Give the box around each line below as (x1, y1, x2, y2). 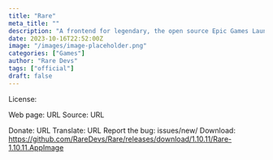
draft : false (8, 72, 53, 80)
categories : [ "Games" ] (8, 49, 85, 57)
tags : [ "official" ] (8, 65, 75, 73)
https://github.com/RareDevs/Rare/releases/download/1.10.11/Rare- (8, 134, 232, 144)
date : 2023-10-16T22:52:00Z (8, 34, 104, 43)
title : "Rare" (8, 11, 57, 20)
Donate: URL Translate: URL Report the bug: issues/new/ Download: (8, 125, 236, 135)
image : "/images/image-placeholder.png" (8, 42, 148, 50)
